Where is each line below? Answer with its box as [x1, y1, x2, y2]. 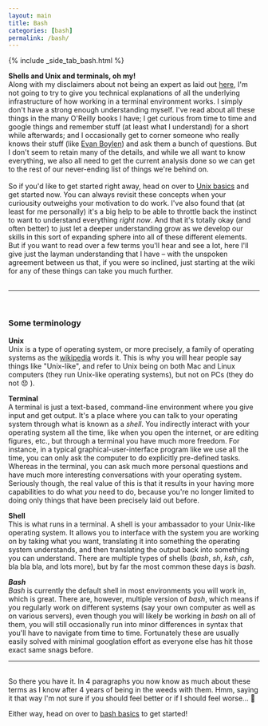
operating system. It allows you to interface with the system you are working [8, 527, 259, 537]
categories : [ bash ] [8, 26, 73, 34]
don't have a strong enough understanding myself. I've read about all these [8, 105, 255, 115]
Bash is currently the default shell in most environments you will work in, [8, 586, 246, 595]
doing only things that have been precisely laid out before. [8, 495, 199, 505]
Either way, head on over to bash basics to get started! [8, 708, 188, 718]
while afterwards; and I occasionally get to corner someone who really [8, 131, 239, 140]
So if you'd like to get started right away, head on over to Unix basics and [8, 181, 250, 191]
